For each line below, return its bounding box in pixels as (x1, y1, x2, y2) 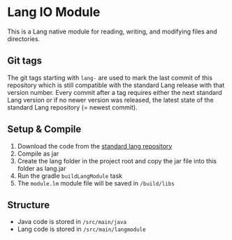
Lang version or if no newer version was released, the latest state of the (7, 96, 215, 104)
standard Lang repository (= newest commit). (7, 103, 138, 112)
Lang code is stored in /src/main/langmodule (17, 225, 146, 234)
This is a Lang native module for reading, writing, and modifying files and (7, 27, 217, 36)
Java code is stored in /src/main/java (17, 218, 127, 226)
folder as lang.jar (17, 164, 66, 172)
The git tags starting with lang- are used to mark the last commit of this (7, 73, 213, 82)
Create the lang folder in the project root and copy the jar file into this (17, 156, 217, 165)
